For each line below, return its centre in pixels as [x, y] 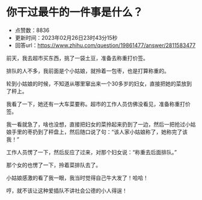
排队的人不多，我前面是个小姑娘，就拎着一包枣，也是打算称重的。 [88, 70]
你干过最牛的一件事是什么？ [75, 12]
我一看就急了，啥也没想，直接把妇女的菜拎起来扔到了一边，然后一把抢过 [96, 124]
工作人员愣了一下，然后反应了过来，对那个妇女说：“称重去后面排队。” [92, 152]
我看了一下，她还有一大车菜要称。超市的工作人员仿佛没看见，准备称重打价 [98, 104]
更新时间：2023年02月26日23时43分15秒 [66, 37]
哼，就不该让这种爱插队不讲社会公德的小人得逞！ [67, 190]
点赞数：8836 [32, 30]
